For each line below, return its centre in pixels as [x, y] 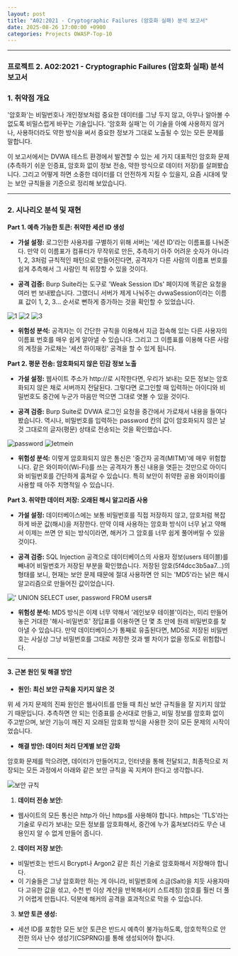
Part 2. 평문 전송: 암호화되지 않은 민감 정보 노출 [72, 363]
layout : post [27, 14]
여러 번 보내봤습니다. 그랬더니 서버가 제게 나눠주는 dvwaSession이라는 [115, 293]
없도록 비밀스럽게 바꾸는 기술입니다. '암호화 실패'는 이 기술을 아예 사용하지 [109, 124]
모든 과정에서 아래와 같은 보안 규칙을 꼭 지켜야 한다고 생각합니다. [115, 770]
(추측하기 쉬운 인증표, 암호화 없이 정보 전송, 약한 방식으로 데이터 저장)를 [106, 166]
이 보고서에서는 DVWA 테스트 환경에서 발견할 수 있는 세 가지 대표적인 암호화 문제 [119, 156]
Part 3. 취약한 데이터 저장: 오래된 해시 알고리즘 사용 [78, 500]
